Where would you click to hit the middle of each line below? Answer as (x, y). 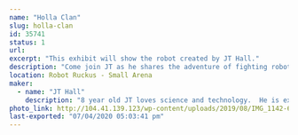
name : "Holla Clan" (45, 17)
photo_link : (31, 108)
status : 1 (27, 42)
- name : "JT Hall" (51, 91)
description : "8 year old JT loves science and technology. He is (152, 100)
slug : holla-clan (41, 26)
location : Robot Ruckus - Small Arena (81, 75)
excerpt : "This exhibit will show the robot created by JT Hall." (134, 59)
